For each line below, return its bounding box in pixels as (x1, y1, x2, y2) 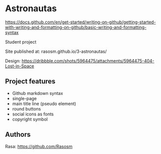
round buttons (12, 106, 41, 111)
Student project (5, 39, 37, 44)
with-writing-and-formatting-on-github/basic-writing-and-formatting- (5, 24, 147, 30)
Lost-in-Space (5, 63, 34, 69)
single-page (12, 95, 37, 101)
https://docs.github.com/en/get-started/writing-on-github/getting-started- (5, 19, 156, 25)
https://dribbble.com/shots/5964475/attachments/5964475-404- (21, 58, 155, 64)
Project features (5, 77, 55, 86)
